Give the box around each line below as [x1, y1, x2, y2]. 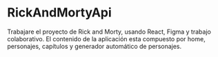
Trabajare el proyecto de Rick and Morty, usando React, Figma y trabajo [7, 27, 212, 36]
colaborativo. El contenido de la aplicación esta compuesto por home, [7, 34, 206, 43]
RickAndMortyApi [7, 5, 112, 21]
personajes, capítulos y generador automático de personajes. [7, 42, 182, 50]
